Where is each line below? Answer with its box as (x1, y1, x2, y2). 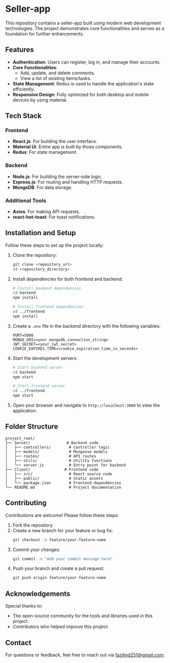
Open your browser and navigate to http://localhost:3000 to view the (12, 402, 160, 409)
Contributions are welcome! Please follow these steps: (5, 512, 119, 518)
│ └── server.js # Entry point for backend (5, 463, 126, 468)
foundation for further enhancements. (5, 31, 84, 37)
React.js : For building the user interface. (12, 138, 97, 145)
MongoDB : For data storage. (12, 184, 73, 190)
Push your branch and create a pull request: (12, 565, 105, 571)
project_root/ (5, 436, 36, 441)
